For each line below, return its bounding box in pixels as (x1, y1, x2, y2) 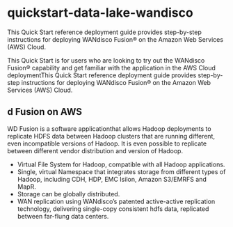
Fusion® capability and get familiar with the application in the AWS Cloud (7, 63, 216, 72)
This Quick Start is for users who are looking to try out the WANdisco (7, 56, 205, 64)
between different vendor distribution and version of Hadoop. (7, 146, 183, 155)
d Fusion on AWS (7, 106, 82, 118)
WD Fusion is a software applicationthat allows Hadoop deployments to (7, 124, 211, 133)
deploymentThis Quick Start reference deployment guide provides (7, 71, 197, 79)
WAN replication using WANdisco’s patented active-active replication (17, 197, 216, 205)
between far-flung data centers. (17, 212, 109, 220)
